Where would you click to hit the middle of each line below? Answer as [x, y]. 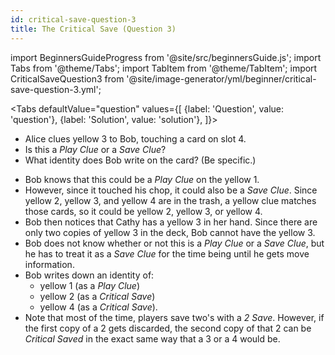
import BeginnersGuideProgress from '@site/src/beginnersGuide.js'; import [166, 57]
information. [49, 264]
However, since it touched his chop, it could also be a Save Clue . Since [171, 190]
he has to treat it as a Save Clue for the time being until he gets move [167, 253]
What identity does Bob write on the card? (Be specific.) [140, 160]
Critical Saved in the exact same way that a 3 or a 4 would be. [152, 338]
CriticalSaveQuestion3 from [67, 78]
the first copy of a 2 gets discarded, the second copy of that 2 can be [168, 328]
